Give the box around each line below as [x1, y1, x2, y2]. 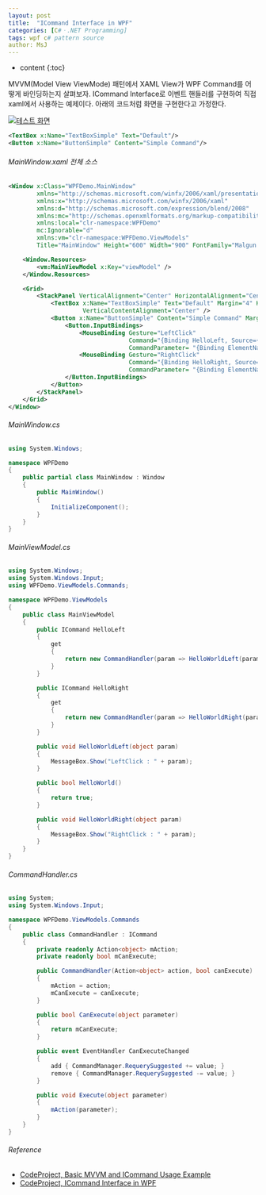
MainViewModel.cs [8, 542, 71, 551]
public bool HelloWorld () [36, 779, 123, 787]
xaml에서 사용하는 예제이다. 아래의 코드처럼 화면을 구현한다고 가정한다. [8, 99, 227, 109]
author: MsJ [8, 41, 47, 49]
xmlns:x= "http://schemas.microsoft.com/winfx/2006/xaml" [36, 197, 228, 205]
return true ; [50, 794, 93, 802]
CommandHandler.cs [8, 870, 78, 879]
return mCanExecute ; [50, 1025, 119, 1034]
